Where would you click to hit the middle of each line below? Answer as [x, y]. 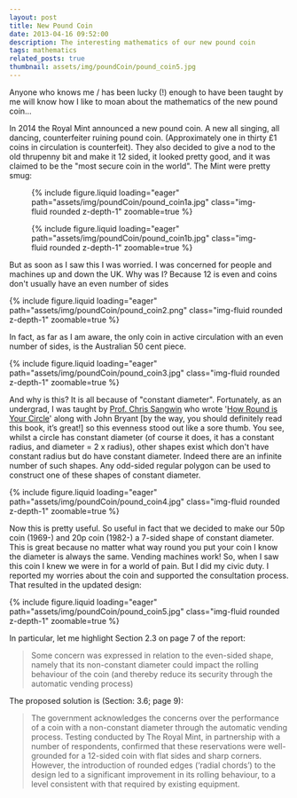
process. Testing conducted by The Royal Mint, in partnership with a [156, 737]
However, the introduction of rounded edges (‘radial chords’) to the [153, 765]
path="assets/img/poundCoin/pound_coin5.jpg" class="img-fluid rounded [145, 611]
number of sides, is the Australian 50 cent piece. [98, 346]
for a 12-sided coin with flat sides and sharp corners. [165, 755]
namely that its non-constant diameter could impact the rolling [145, 664]
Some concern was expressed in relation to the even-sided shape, [152, 655]
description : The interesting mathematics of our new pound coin [132, 42]
